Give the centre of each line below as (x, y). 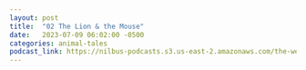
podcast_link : (36, 52)
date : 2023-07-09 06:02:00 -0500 (77, 35)
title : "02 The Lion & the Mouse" (77, 26)
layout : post (34, 18)
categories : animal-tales (58, 43)
